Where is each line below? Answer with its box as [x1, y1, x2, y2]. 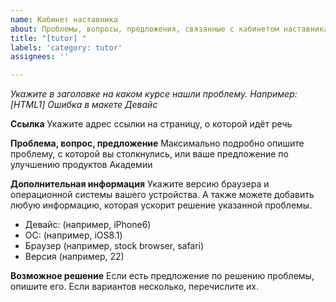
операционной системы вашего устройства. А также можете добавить [10, 189, 315, 201]
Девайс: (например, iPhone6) [24, 219, 152, 231]
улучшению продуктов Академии [10, 159, 153, 171]
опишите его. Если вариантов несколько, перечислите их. [10, 281, 260, 293]
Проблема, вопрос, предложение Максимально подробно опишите [10, 137, 305, 150]
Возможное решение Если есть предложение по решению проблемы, [10, 270, 315, 282]
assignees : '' [10, 52, 70, 62]
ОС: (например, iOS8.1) [24, 229, 123, 241]
